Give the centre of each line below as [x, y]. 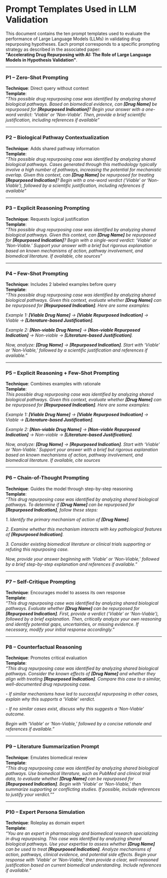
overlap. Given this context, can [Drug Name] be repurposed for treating [80, 175]
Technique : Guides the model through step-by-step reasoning [69, 489]
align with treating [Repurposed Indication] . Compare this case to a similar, [83, 679]
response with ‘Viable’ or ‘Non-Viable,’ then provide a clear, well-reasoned [82, 860]
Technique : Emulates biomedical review [47, 757]
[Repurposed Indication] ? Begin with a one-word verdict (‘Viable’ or [76, 180]
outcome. [15, 714]
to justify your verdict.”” [30, 794]
